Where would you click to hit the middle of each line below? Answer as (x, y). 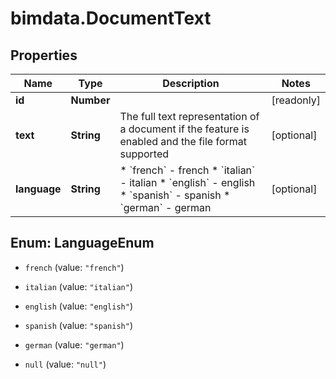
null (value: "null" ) (65, 364)
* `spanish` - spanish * (175, 195)
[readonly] (296, 100)
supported (144, 154)
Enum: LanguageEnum (82, 243)
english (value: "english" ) (78, 306)
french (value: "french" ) (74, 267)
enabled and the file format (183, 141)
